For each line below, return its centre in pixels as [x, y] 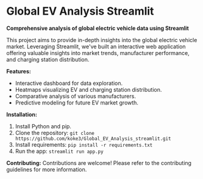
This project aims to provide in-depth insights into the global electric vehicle [102, 40]
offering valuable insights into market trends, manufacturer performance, [98, 53]
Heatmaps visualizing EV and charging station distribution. [88, 89]
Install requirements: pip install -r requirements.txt [84, 144]
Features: [19, 71]
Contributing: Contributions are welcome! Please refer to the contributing [99, 163]
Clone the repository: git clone [55, 133]
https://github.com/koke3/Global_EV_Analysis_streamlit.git [93, 139]
